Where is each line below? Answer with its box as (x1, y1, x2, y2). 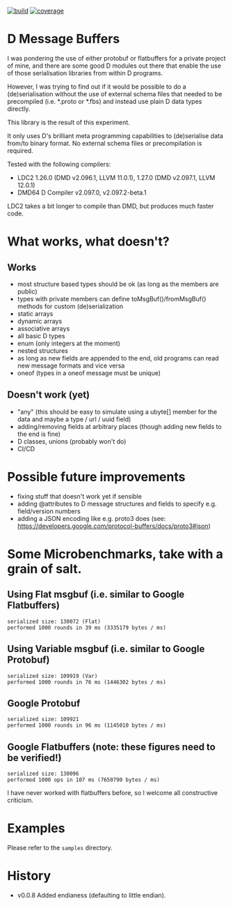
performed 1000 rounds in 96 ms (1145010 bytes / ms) (7, 722, 167, 729)
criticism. (7, 796, 33, 805)
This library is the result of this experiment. (7, 118, 130, 126)
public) (17, 287, 38, 296)
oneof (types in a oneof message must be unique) (17, 368, 161, 377)
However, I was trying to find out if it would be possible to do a (7, 82, 186, 91)
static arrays (17, 309, 54, 317)
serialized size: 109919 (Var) (7, 672, 98, 679)
